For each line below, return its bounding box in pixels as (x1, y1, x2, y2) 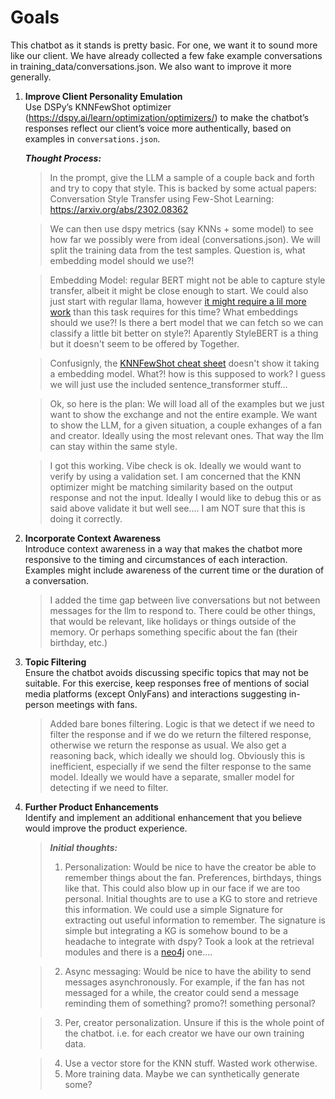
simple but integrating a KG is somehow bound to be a (64, 924, 288, 936)
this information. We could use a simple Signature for (64, 903, 283, 915)
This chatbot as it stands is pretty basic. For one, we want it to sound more (10, 39, 318, 51)
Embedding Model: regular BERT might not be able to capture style (49, 274, 326, 286)
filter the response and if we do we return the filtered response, (49, 728, 312, 740)
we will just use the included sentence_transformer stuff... (49, 378, 288, 390)
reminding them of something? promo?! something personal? (64, 997, 316, 1009)
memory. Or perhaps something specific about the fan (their (49, 626, 298, 638)
